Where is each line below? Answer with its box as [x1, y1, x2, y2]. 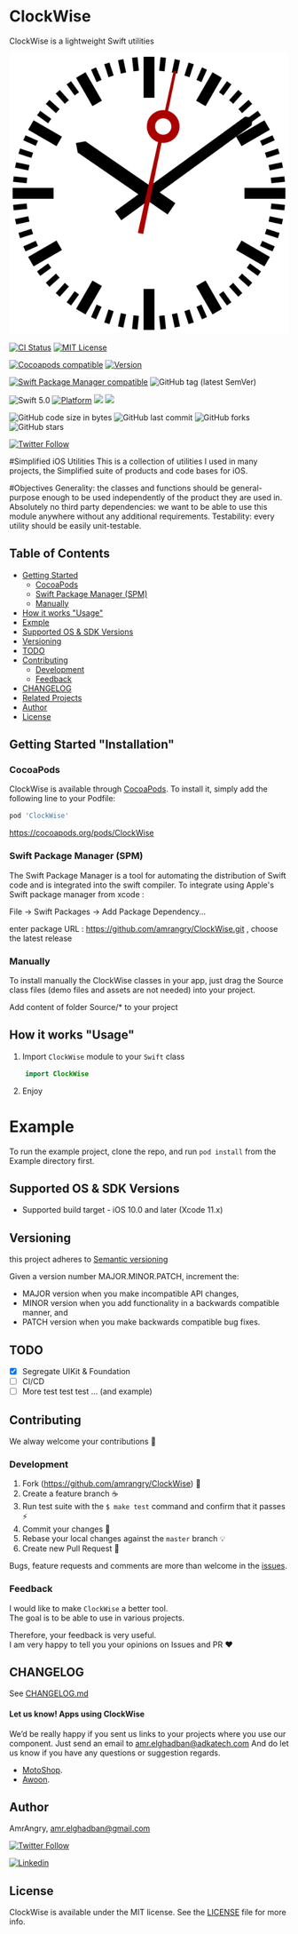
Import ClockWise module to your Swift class [21, 1051, 185, 1062]
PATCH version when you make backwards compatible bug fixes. [21, 1317, 261, 1327]
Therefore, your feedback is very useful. [9, 1629, 157, 1640]
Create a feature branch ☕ [21, 1488, 119, 1499]
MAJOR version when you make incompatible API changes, [21, 1288, 239, 1299]
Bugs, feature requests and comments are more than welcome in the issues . [9, 1561, 288, 1572]
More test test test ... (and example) [21, 1386, 153, 1397]
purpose [9, 491, 40, 503]
